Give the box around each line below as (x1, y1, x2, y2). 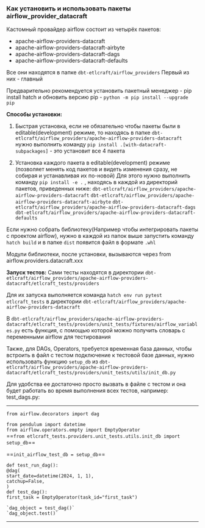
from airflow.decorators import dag (6, 411, 99, 417)
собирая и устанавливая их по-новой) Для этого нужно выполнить (15, 172, 191, 179)
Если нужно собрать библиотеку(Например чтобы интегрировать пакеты (6, 226, 198, 233)
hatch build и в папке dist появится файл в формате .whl (6, 239, 156, 246)
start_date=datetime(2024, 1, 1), (6, 473, 95, 479)
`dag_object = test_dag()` (6, 505, 75, 512)
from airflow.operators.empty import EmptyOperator (6, 427, 140, 433)
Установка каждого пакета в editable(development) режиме (15, 159, 170, 166)
